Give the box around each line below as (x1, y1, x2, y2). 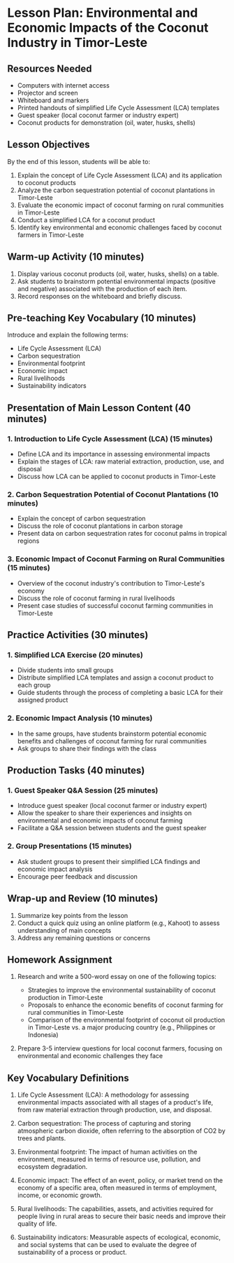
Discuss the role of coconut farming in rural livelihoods (17, 594, 175, 602)
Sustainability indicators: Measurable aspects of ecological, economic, (17, 1233, 221, 1242)
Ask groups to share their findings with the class (17, 744, 157, 752)
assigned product (17, 696, 68, 704)
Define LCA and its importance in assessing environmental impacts (17, 450, 211, 459)
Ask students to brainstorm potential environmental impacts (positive (17, 277, 216, 285)
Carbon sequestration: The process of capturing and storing (17, 1119, 191, 1128)
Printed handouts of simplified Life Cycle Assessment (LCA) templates (17, 104, 220, 112)
